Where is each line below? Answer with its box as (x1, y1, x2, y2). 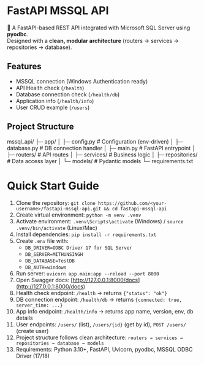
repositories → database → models (15, 340, 104, 347)
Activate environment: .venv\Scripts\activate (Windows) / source (15, 217, 184, 225)
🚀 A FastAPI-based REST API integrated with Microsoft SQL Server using (7, 24, 191, 31)
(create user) (15, 327, 49, 334)
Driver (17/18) (15, 352, 50, 359)
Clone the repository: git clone (15, 199, 96, 206)
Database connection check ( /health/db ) (15, 90, 120, 98)
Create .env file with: (15, 237, 69, 244)
